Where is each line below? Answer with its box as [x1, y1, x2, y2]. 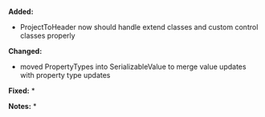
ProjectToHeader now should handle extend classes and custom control [19, 22, 259, 31]
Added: [8, 7, 34, 16]
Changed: [8, 46, 43, 55]
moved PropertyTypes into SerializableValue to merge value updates [19, 62, 247, 71]
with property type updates [19, 71, 111, 79]
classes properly [19, 31, 75, 40]
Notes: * [8, 102, 38, 111]
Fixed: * [8, 86, 35, 95]
